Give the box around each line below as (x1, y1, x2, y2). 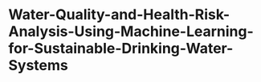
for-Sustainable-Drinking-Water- (8, 40, 234, 57)
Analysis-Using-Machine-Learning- (8, 22, 255, 41)
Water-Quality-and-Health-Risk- (8, 6, 230, 24)
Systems (8, 57, 68, 75)
